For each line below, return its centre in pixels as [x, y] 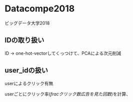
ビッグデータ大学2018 [27, 23]
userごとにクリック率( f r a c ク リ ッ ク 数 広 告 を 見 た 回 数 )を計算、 [68, 94]
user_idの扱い [26, 70]
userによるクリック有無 [29, 83]
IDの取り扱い [24, 40]
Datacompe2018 [40, 9]
